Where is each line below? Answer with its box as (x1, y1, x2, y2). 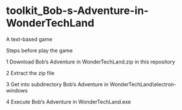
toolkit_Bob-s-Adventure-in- (6, 4, 149, 17)
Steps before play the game (6, 47, 73, 54)
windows (6, 87, 28, 94)
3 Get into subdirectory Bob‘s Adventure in (6, 80, 109, 88)
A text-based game (6, 36, 53, 42)
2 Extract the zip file (6, 69, 54, 76)
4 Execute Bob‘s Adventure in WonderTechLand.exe (6, 98, 131, 105)
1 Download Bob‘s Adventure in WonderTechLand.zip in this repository (6, 58, 176, 65)
